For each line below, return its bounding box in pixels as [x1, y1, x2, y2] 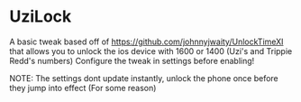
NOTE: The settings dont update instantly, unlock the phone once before [9, 72, 279, 83]
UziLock [9, 6, 72, 27]
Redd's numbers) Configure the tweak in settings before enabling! [9, 55, 255, 66]
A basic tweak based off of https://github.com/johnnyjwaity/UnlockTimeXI [9, 36, 284, 47]
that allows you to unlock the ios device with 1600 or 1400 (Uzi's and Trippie [9, 45, 293, 56]
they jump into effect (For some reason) [9, 82, 157, 93]
